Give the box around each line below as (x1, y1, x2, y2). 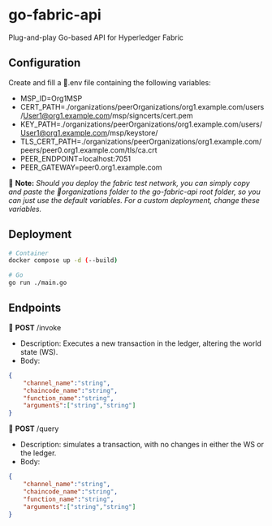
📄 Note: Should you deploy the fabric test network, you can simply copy (8, 178, 250, 188)
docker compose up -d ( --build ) (8, 257, 118, 265)
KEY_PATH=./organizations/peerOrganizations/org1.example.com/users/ (19, 119, 262, 129)
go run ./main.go (8, 278, 67, 287)
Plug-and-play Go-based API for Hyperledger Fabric (8, 32, 184, 42)
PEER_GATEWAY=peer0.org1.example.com (19, 162, 162, 172)
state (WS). (19, 347, 58, 356)
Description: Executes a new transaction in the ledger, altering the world (19, 338, 262, 348)
